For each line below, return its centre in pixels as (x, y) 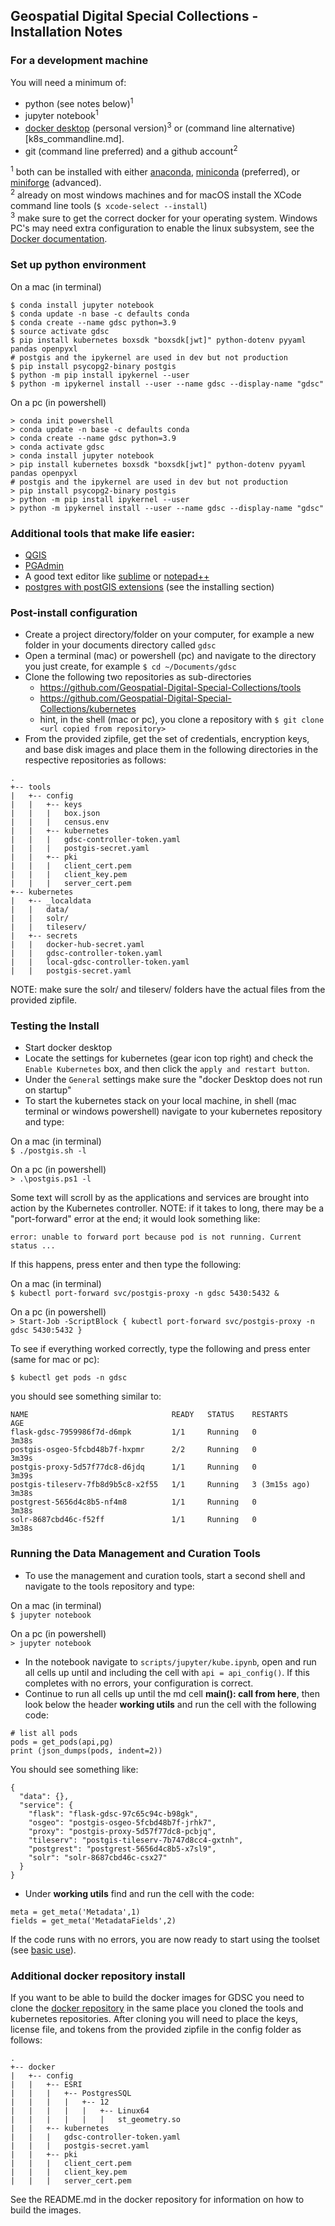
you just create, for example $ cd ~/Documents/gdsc (130, 666)
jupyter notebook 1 (61, 114)
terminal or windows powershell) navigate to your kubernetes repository (173, 1111)
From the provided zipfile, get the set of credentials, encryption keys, (167, 739)
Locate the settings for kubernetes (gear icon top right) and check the (169, 1058)
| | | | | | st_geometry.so (96, 2120)
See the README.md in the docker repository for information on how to (157, 2200)
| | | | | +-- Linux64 (80, 2111)
